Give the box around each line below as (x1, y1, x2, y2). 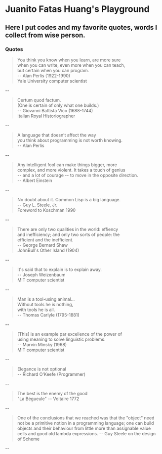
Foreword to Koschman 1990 (17, 207, 76, 213)
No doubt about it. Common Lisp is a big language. (17, 196, 121, 202)
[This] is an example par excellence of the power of (17, 331, 122, 337)
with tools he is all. (17, 307, 55, 313)
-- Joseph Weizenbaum (17, 272, 66, 277)
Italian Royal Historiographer (17, 113, 76, 119)
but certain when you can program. (17, 67, 89, 73)
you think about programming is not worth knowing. (17, 137, 122, 143)
